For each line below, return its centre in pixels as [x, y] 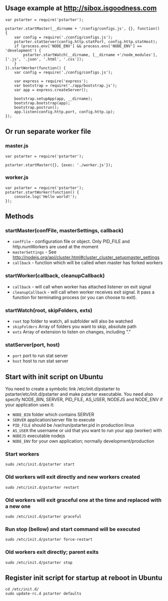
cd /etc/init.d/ [22, 589]
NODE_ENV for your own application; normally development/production [83, 441]
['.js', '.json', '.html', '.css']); [44, 59]
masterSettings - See [34, 252]
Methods [19, 217]
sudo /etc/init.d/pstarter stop [39, 562]
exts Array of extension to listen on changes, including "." [71, 332]
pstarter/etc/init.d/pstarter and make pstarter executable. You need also [79, 394]
